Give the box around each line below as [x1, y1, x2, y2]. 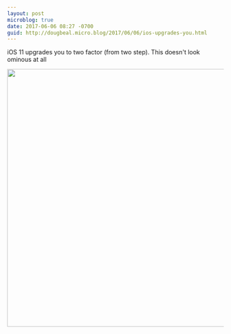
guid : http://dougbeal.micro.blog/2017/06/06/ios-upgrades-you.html [7, 29, 208, 36]
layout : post [7, 10, 45, 17]
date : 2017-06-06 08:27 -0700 [7, 23, 94, 30]
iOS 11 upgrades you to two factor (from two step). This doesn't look [7, 48, 201, 56]
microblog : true [7, 16, 54, 23]
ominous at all [7, 56, 47, 64]
